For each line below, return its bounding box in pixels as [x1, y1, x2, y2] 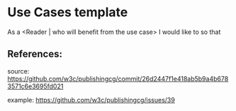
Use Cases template [7, 4, 128, 21]
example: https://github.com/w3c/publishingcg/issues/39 [7, 95, 175, 104]
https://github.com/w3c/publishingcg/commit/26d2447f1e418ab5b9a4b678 [7, 74, 229, 83]
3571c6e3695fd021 [7, 82, 64, 90]
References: [7, 48, 62, 60]
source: [7, 66, 30, 75]
